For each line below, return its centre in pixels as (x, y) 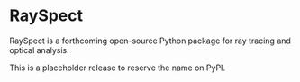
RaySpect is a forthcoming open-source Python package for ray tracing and (150, 41)
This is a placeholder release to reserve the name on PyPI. (118, 68)
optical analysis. (39, 50)
